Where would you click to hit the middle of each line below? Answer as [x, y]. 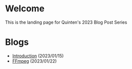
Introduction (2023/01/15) [38, 56]
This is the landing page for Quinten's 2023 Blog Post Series [66, 22]
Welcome [25, 9]
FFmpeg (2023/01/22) [34, 61]
